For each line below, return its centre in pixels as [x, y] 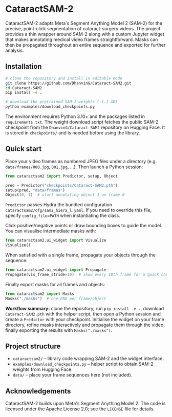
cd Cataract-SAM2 [24, 88]
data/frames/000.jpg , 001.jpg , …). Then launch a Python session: [74, 167]
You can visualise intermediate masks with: [51, 231]
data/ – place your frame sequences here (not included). [72, 375]
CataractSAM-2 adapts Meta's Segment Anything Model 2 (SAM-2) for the [84, 23]
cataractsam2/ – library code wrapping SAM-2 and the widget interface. [88, 359]
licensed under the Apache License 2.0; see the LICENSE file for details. [80, 409]
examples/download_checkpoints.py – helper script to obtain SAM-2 [83, 364]
